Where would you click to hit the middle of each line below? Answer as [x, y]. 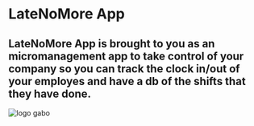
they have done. [50, 93]
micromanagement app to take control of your [126, 56]
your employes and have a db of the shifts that [127, 81]
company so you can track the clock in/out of [124, 69]
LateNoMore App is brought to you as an [112, 44]
